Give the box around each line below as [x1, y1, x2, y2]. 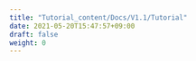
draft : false [9, 30, 59, 39]
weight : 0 [9, 38, 47, 48]
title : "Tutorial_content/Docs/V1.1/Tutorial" [9, 13, 188, 22]
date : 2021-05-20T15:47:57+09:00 [9, 22, 135, 30]
